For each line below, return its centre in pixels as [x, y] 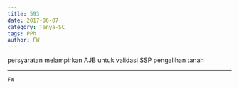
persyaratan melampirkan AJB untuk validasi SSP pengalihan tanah [106, 60]
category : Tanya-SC [36, 27]
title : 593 [23, 14]
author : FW [23, 40]
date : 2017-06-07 [33, 20]
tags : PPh [22, 34]
